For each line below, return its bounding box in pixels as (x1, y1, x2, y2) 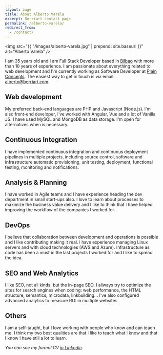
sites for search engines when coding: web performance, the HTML (5, 287, 142, 293)
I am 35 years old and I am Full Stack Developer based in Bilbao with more (5, 58, 154, 64)
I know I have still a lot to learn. (5, 335, 67, 341)
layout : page (5, 7, 32, 12)
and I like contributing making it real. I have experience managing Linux (5, 239, 148, 245)
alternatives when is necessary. (5, 121, 69, 127)
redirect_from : (5, 25, 36, 30)
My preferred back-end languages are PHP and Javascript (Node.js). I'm (5, 106, 151, 111)
